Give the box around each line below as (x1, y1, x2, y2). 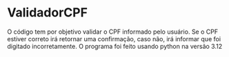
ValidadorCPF (7, 5, 88, 21)
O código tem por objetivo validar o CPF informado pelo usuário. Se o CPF (7, 27, 219, 36)
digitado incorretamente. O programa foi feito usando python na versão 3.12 (7, 42, 223, 50)
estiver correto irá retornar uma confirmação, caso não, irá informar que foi (7, 34, 221, 43)
